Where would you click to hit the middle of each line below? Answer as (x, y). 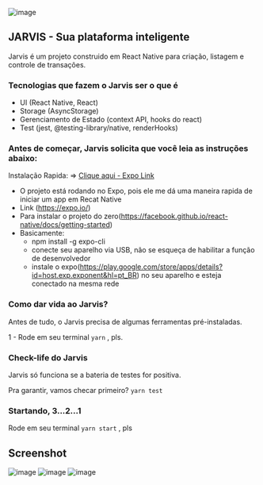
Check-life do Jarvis (48, 357)
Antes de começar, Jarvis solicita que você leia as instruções (128, 148)
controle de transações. (47, 64)
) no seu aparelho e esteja (179, 275)
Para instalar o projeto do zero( (70, 216)
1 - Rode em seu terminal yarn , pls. (66, 337)
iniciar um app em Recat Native (71, 199)
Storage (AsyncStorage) (59, 111)
